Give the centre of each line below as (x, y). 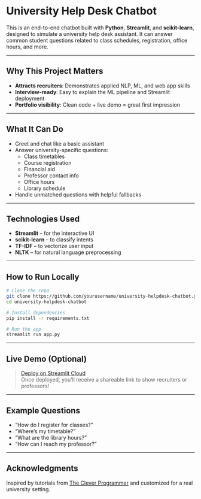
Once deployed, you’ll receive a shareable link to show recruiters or (104, 380)
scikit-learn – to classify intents (54, 240)
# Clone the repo (28, 291)
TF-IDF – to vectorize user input (54, 246)
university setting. (28, 489)
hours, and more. (28, 47)
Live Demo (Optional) (46, 359)
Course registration (48, 162)
